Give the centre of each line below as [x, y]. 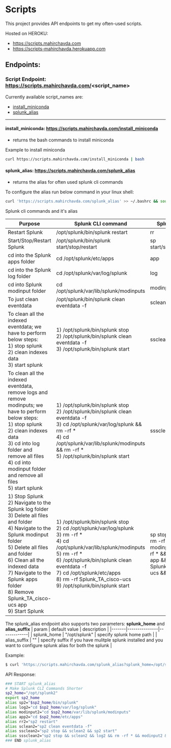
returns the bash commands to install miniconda [63, 140]
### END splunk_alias [28, 741]
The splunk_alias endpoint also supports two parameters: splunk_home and [85, 624]
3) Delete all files [28, 515]
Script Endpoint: [26, 79]
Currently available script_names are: [44, 97]
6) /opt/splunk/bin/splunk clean [94, 560]
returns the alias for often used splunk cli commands [68, 182]
